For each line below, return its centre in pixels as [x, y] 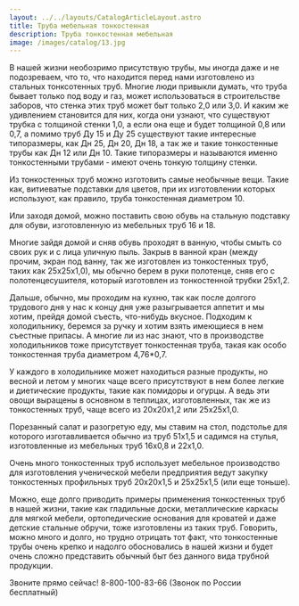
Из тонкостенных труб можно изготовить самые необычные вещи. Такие [149, 180]
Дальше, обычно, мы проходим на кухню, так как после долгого [133, 298]
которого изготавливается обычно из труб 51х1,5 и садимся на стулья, [144, 437]
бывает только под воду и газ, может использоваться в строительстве [145, 96]
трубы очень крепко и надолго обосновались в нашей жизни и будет [141, 547]
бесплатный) [34, 593]
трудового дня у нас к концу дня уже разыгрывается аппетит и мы [137, 307]
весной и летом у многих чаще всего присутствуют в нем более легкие [147, 381]
